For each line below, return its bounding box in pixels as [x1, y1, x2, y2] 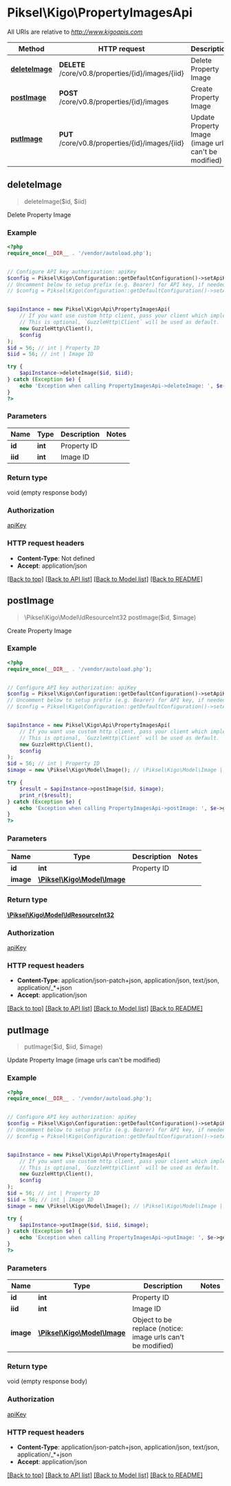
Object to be [132, 1315, 173, 1325]
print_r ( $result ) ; [19, 792, 72, 798]
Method [18, 43, 45, 53]
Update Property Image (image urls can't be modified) [7, 1056, 161, 1064]
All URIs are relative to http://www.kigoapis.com [7, 28, 143, 36]
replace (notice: [132, 1324, 184, 1334]
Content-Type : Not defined [16, 554, 95, 562]
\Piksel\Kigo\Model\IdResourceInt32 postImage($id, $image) [23, 613, 197, 621]
